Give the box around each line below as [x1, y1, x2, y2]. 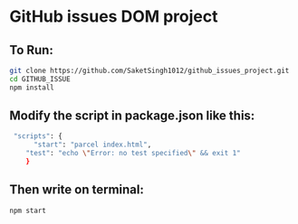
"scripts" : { [13, 132, 63, 141]
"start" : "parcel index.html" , [33, 140, 152, 150]
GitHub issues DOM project [9, 6, 218, 27]
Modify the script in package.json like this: [9, 108, 255, 124]
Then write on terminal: [9, 182, 145, 198]
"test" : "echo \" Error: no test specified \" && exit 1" [25, 149, 242, 158]
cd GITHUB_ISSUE [9, 74, 71, 83]
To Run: [9, 42, 54, 58]
